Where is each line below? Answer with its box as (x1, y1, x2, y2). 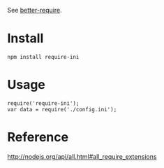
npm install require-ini (7, 53, 80, 60)
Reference (7, 129, 68, 146)
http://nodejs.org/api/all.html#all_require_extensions (7, 152, 157, 160)
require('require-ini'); (7, 99, 80, 107)
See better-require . (7, 6, 63, 14)
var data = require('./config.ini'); (7, 106, 117, 113)
